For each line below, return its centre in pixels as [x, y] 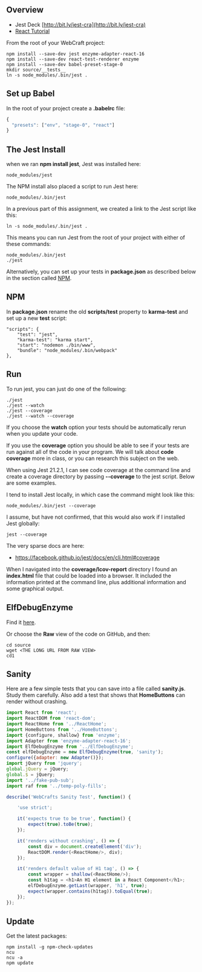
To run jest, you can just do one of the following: [67, 389]
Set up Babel [31, 94]
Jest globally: [23, 523]
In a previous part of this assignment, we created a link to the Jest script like [101, 209]
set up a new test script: [37, 318]
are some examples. [31, 483]
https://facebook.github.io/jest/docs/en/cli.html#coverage [87, 558]
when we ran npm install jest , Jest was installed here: [73, 164]
